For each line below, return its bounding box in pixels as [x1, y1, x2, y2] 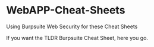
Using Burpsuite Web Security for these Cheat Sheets [6, 23, 138, 30]
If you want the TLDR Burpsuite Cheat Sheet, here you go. [6, 34, 149, 41]
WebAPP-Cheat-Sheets [6, 4, 125, 17]
